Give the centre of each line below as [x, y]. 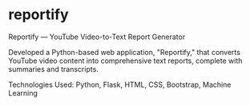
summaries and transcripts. [53, 69]
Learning [23, 92]
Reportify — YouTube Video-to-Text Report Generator [97, 37]
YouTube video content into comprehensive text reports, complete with [125, 61]
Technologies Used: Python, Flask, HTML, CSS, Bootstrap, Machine [120, 84]
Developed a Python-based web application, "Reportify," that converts [124, 52]
